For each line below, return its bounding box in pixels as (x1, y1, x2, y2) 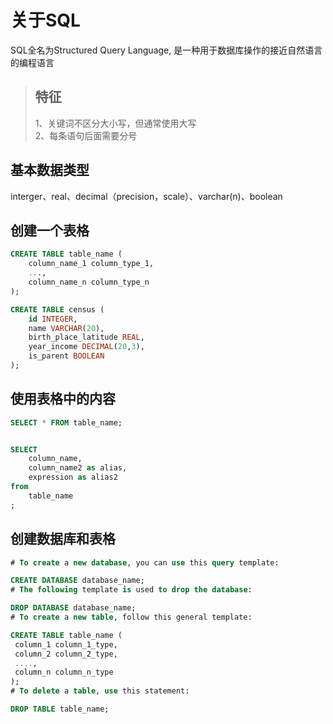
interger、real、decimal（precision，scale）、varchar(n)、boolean (10, 190, 283, 202)
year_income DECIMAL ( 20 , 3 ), (28, 342, 145, 352)
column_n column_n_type (14, 667, 114, 678)
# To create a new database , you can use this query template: (10, 557, 280, 568)
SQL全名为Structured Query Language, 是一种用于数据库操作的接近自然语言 (10, 44, 323, 56)
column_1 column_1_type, (14, 639, 118, 650)
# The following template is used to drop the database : (10, 585, 253, 595)
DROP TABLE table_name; (10, 704, 110, 714)
